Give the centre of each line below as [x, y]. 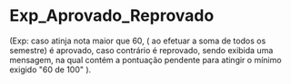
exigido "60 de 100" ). [50, 70]
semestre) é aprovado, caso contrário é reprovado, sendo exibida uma [141, 50]
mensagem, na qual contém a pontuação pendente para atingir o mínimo [145, 60]
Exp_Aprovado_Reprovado [112, 16]
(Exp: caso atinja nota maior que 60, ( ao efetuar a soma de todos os [138, 41]
